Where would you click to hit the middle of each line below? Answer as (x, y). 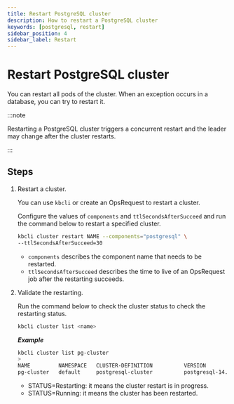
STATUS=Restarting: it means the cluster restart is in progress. (118, 386)
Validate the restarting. (50, 292)
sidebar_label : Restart (42, 40)
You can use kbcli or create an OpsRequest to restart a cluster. (109, 202)
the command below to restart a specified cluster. (89, 223)
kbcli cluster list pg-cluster (63, 353)
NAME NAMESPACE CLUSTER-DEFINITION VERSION (112, 366)
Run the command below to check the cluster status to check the (111, 306)
